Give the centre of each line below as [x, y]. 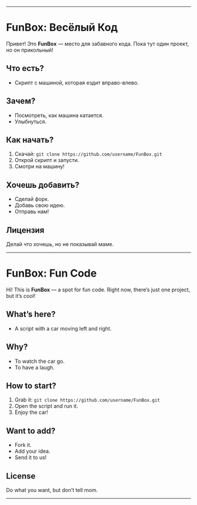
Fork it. [23, 445]
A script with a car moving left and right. [63, 328]
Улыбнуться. [30, 122]
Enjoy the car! [31, 412]
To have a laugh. [34, 367]
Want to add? [31, 431]
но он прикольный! [30, 50]
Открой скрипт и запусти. [47, 160]
